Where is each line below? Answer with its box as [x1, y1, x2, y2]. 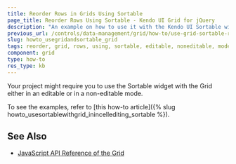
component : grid [7, 50, 55, 57]
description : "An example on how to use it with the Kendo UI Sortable [7, 23, 221, 30]
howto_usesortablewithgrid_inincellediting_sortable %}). [7, 110, 170, 118]
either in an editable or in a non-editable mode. [7, 89, 143, 97]
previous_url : [7, 29, 49, 37]
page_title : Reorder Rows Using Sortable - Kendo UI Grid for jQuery [7, 17, 216, 24]
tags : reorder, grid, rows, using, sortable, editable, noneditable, [7, 43, 216, 50]
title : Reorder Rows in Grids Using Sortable [7, 10, 143, 18]
